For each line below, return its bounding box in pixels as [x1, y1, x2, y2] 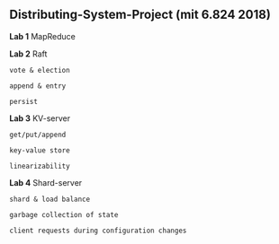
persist [9, 97, 39, 106]
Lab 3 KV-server [9, 112, 71, 124]
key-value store [9, 145, 70, 155]
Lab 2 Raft [9, 48, 48, 59]
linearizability [9, 161, 70, 170]
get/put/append [9, 130, 67, 139]
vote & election [9, 65, 70, 74]
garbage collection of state [9, 210, 119, 219]
